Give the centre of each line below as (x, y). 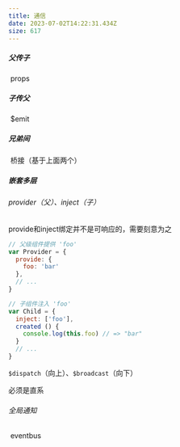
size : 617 (25, 31)
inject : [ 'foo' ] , (45, 319)
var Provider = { (38, 251)
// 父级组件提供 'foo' (43, 244)
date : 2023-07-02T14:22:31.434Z (63, 23)
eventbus (26, 436)
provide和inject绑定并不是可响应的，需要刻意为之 (90, 229)
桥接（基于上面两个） (46, 160)
